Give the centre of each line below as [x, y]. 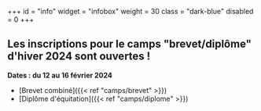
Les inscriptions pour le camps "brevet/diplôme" [130, 44]
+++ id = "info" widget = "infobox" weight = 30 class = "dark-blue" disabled [130, 11]
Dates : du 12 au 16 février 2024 [60, 75]
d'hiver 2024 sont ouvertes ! [79, 57]
